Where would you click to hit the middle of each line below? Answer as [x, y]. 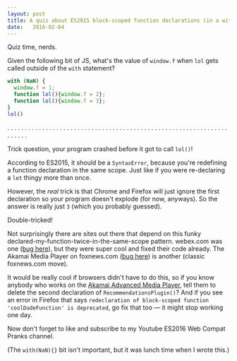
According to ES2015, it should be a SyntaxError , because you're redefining [117, 162]
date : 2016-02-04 [36, 27]
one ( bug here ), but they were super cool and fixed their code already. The [116, 249]
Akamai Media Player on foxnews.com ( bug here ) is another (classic [106, 256]
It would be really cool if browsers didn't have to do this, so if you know [111, 277]
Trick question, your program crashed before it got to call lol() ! [100, 148]
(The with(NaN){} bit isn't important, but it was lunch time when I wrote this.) [119, 350]
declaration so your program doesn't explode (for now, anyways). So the [113, 199]
